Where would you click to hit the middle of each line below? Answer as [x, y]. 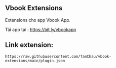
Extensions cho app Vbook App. [38, 20]
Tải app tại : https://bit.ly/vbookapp [41, 30]
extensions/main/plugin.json [35, 61]
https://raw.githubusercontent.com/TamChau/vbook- [58, 56]
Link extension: [29, 45]
